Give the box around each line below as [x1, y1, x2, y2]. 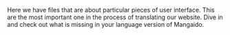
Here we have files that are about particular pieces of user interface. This [7, 6, 215, 14]
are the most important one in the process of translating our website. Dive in [7, 13, 224, 21]
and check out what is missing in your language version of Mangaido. [7, 21, 205, 28]
